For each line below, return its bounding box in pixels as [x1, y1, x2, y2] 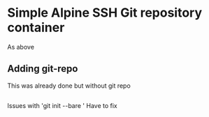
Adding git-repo [7, 63, 78, 75]
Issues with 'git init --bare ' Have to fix [7, 102, 117, 110]
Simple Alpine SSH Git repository [7, 5, 203, 21]
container [7, 19, 65, 36]
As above [7, 42, 35, 51]
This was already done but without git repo [7, 81, 131, 90]
